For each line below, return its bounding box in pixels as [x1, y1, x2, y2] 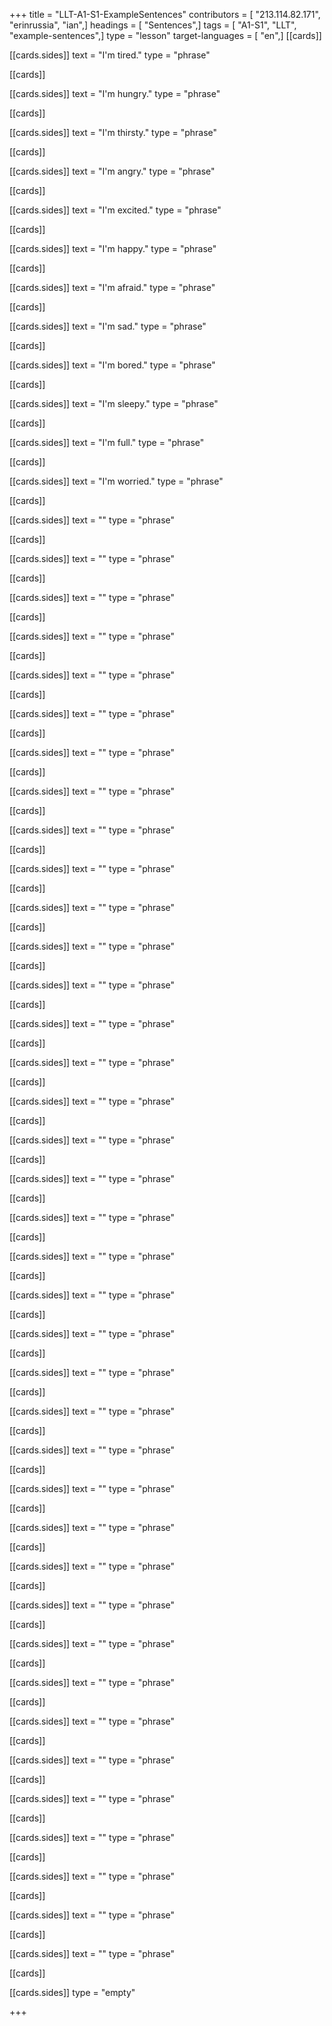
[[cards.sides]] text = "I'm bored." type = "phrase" [9, 359, 216, 371]
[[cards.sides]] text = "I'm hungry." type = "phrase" [9, 88, 221, 99]
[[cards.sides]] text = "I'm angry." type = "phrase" [9, 165, 216, 177]
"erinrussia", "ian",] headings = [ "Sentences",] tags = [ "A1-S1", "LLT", [9, 19, 297, 31]
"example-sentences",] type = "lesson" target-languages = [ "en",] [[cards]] [9, 30, 322, 41]
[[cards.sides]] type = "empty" [9, 1987, 136, 1998]
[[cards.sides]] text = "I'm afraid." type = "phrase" [9, 282, 216, 293]
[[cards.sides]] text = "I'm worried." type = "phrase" [9, 475, 224, 487]
